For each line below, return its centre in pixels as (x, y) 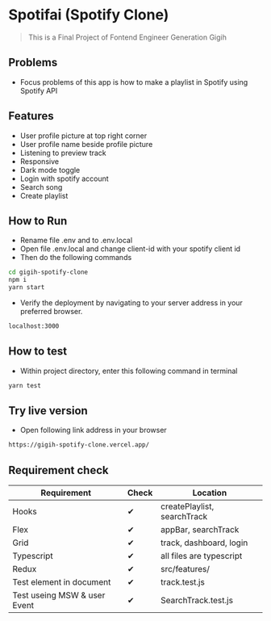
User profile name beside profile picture (86, 144)
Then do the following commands (76, 258)
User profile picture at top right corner (83, 136)
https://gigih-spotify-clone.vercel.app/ (79, 445)
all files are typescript (202, 556)
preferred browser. (51, 311)
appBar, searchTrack (200, 530)
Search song (41, 187)
